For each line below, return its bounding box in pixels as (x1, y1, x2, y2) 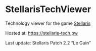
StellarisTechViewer (5, 4, 91, 15)
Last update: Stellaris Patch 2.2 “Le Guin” (5, 39, 91, 46)
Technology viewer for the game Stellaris (5, 20, 91, 26)
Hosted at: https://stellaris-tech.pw (5, 30, 78, 36)
